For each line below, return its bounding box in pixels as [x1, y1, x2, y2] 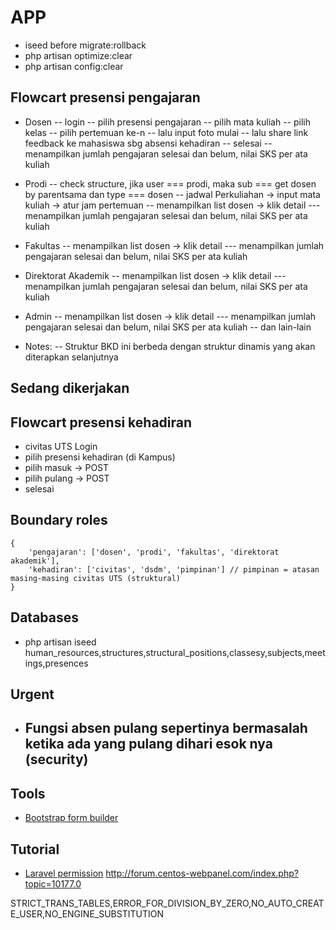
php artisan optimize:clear [24, 49, 133, 61]
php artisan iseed [24, 636, 97, 648]
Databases [10, 609, 80, 626]
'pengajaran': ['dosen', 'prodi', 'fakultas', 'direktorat [28, 547, 280, 557]
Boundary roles [10, 512, 108, 529]
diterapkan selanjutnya [24, 351, 119, 363]
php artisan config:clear [24, 60, 124, 72]
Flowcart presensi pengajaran [10, 89, 201, 106]
